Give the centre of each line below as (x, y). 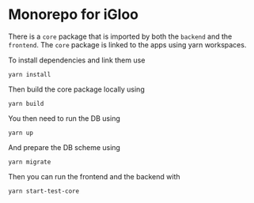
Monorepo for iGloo (73, 15)
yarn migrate (30, 162)
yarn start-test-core (44, 191)
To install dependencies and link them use (77, 60)
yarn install (30, 74)
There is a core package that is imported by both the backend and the (120, 36)
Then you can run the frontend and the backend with (94, 176)
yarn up (21, 133)
